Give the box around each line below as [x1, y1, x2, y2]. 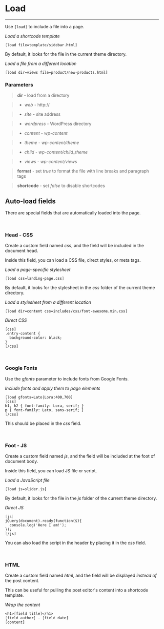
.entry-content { [5, 331, 41, 336]
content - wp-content [24, 130, 68, 136]
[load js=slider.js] [5, 486, 47, 491]
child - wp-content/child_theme [24, 149, 88, 155]
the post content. [5, 578, 40, 584]
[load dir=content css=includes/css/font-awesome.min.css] [5, 309, 128, 314]
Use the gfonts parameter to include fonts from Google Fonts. [5, 376, 129, 381]
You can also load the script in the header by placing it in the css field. [5, 540, 146, 545]
